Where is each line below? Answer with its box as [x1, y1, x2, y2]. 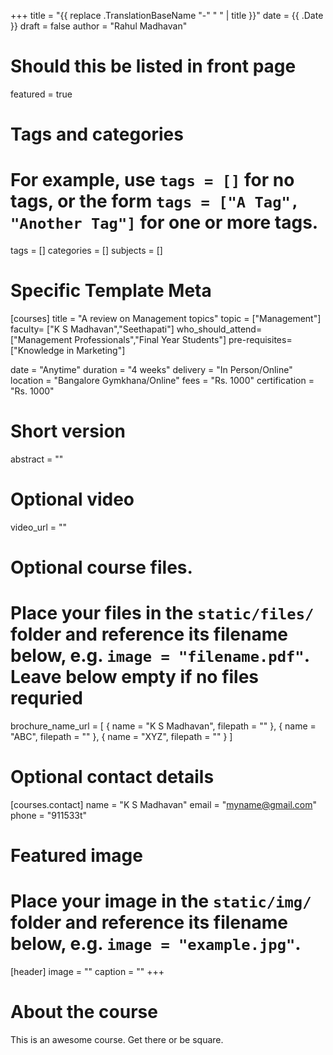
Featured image [10, 845, 143, 867]
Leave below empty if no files [10, 666, 260, 689]
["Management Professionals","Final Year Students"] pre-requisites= [10, 334, 293, 345]
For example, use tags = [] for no [10, 169, 295, 192]
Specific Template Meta [10, 280, 212, 302]
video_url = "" [10, 521, 68, 533]
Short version [10, 420, 127, 443]
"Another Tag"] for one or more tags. [10, 211, 319, 234]
